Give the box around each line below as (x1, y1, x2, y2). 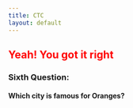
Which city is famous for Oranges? (8, 91, 125, 101)
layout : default (8, 19, 62, 27)
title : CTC (8, 11, 44, 20)
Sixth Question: (8, 72, 70, 83)
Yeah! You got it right (8, 48, 114, 61)
